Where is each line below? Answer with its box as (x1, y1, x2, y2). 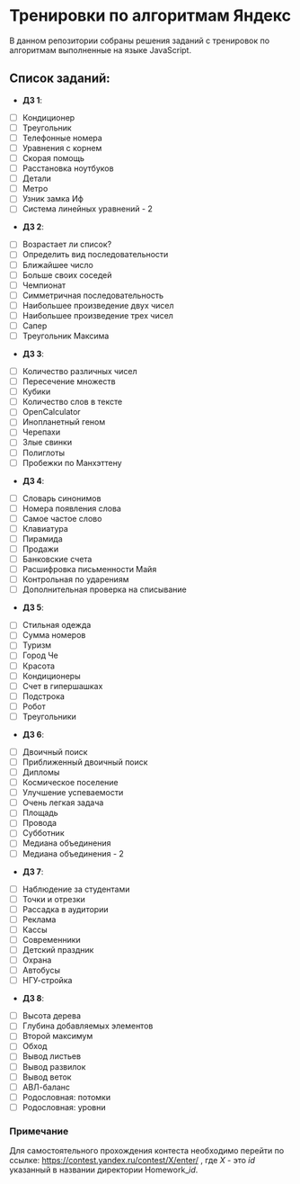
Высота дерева (22, 1010, 82, 1021)
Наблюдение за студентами (22, 884, 130, 894)
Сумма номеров (22, 630, 86, 641)
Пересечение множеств (22, 376, 116, 387)
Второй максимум (22, 1031, 93, 1042)
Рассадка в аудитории (22, 903, 109, 914)
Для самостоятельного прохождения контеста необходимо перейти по (9, 1145, 285, 1156)
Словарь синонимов (22, 492, 101, 504)
